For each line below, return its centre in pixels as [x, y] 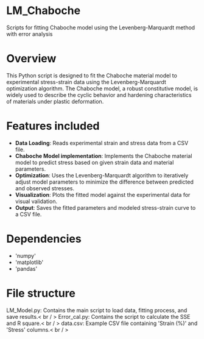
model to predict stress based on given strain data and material [94, 162]
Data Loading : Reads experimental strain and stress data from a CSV [102, 143]
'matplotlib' [29, 262]
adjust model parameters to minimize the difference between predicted [104, 182]
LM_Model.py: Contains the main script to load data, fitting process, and [97, 310]
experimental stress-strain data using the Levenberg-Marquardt [86, 82]
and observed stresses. [45, 188]
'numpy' [26, 255]
